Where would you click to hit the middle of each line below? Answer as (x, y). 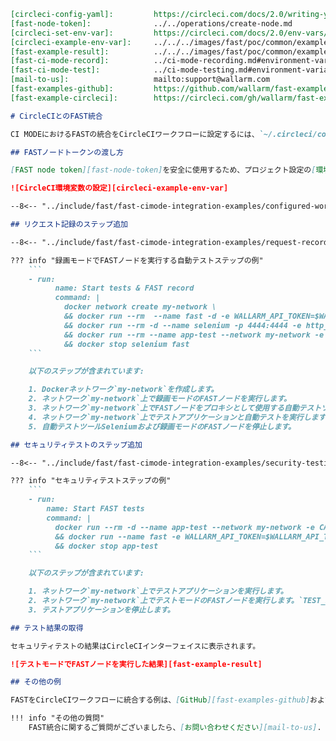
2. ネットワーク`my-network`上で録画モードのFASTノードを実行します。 (160, 399)
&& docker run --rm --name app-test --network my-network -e (194, 335)
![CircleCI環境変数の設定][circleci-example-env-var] (119, 188)
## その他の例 (36, 682)
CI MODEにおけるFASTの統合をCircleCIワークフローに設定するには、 (135, 134)
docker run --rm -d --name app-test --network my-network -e (184, 527)
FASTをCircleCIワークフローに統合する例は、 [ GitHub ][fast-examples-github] (160, 700)
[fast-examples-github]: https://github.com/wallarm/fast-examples (171, 89)
